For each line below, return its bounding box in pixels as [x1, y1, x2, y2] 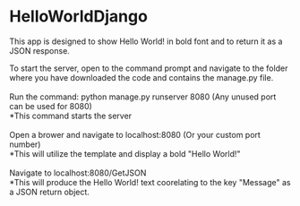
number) [9, 139, 41, 150]
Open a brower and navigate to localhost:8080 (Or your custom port [9, 129, 261, 140]
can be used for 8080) [9, 100, 92, 111]
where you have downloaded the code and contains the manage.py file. [9, 72, 274, 82]
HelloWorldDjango [9, 6, 148, 27]
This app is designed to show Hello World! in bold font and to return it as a [9, 36, 283, 47]
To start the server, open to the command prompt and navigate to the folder [9, 63, 288, 73]
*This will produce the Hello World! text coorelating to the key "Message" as [9, 176, 291, 187]
